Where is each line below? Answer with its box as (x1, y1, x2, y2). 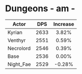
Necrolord (7, 45, 31, 51)
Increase (53, 21, 75, 27)
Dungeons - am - (5, 3, 75, 14)
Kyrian (7, 29, 23, 36)
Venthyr (7, 37, 26, 44)
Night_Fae (7, 61, 31, 68)
